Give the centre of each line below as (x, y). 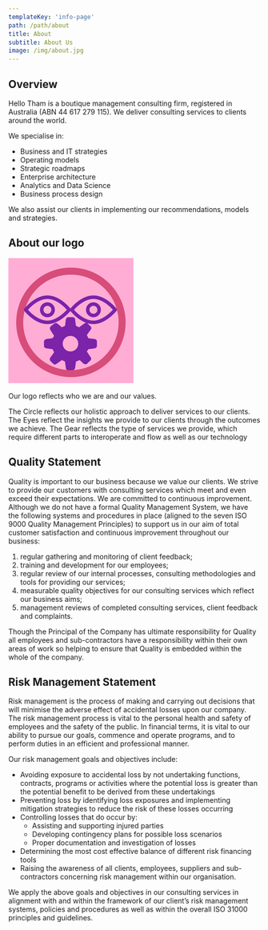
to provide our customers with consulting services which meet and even (127, 490)
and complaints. (46, 615)
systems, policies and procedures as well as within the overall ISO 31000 (128, 909)
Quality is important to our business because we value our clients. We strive (133, 481)
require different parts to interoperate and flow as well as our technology (128, 437)
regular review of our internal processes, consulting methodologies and (138, 573)
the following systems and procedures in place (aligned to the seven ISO (128, 515)
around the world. (38, 120)
